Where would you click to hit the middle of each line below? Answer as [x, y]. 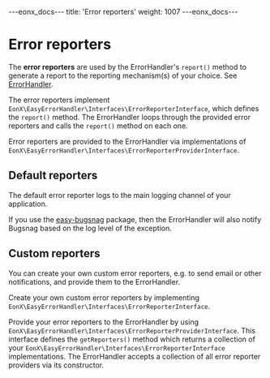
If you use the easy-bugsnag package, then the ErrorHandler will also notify [135, 219]
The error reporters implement [59, 100]
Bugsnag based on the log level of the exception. [90, 228]
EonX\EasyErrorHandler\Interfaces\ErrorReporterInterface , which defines [134, 108]
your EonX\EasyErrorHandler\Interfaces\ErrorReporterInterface [117, 347]
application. [28, 204]
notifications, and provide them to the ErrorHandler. [94, 281]
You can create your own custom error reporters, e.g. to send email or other [135, 273]
